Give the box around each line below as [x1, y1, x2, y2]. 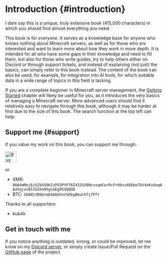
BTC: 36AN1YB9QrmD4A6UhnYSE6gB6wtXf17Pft [12, 191, 100, 197]
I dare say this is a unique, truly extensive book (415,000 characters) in [5, 20, 151, 26]
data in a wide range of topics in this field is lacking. [5, 77, 112, 83]
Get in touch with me [5, 225, 71, 234]
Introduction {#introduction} [5, 3, 126, 15]
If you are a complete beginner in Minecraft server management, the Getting [5, 87, 162, 93]
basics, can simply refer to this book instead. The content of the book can [5, 66, 157, 73]
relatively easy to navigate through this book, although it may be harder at [5, 103, 157, 109]
